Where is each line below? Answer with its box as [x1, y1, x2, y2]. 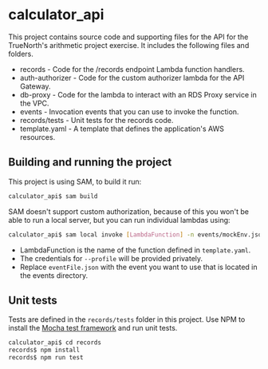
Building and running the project [8, 156, 172, 169]
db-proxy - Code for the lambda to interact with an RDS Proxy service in [19, 89, 257, 99]
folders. [8, 49, 33, 58]
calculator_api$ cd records [8, 339, 102, 347]
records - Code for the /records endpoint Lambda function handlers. [19, 64, 245, 73]
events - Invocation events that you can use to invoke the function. [19, 106, 239, 117]
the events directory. [19, 270, 89, 280]
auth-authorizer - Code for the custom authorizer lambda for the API [19, 73, 245, 82]
